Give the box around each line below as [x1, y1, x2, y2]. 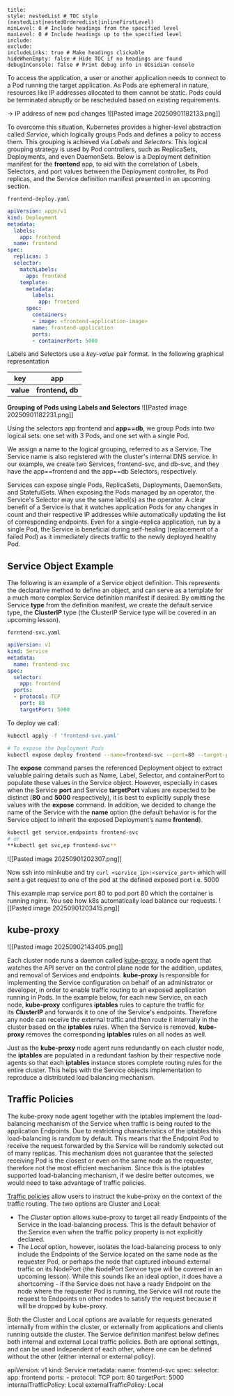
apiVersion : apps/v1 [7, 208, 68, 215]
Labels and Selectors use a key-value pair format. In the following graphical [7, 350, 224, 358]
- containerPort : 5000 [32, 337, 98, 344]
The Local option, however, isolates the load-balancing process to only [17, 1242, 221, 1250]
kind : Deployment [7, 214, 58, 221]
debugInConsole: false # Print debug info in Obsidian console [7, 61, 195, 68]
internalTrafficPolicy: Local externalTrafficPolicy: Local [7, 1380, 164, 1389]
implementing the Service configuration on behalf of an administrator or [7, 978, 214, 986]
